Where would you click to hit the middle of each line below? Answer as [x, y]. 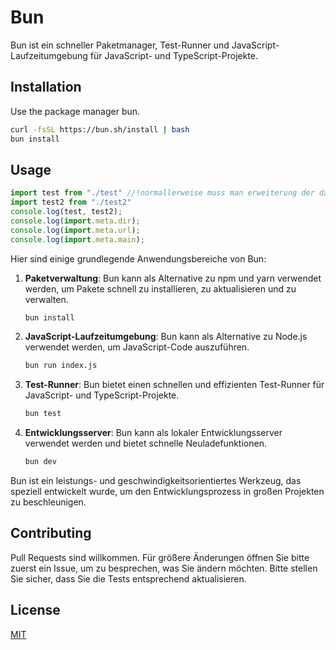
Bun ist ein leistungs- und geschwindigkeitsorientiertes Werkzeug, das [156, 481]
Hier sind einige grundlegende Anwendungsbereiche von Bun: [138, 258]
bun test [43, 414]
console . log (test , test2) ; [66, 212]
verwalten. [46, 299]
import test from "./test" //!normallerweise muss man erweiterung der [162, 193]
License [35, 610]
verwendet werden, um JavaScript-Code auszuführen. [137, 347]
